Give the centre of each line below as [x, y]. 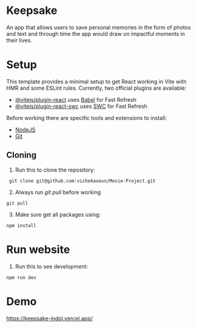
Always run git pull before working [58, 192]
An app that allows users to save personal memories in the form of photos [98, 27]
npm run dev [21, 277]
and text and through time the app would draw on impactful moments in [96, 33]
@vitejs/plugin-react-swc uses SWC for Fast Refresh [81, 106]
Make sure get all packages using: [58, 214]
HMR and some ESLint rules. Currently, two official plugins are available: [96, 88]
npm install [21, 226]
